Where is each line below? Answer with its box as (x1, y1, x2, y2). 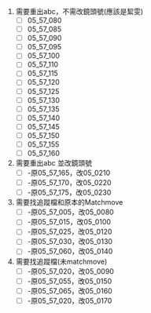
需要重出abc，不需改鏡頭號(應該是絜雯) (15, 7, 144, 16)
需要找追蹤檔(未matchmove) (15, 257, 108, 266)
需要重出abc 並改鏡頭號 (15, 158, 93, 167)
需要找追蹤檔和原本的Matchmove (15, 198, 123, 207)
